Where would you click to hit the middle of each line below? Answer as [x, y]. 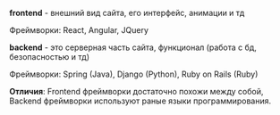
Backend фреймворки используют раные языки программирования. [140, 101]
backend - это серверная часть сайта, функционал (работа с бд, [133, 47]
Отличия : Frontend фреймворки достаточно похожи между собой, [136, 91]
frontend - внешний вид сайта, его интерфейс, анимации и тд [127, 13]
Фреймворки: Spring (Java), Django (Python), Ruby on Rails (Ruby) [134, 74]
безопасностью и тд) [50, 57]
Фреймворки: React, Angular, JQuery [79, 30]
